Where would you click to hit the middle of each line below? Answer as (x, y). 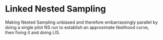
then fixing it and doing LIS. (33, 32)
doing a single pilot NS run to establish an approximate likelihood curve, (77, 27)
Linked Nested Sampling (56, 9)
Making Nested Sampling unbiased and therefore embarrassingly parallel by (81, 22)
